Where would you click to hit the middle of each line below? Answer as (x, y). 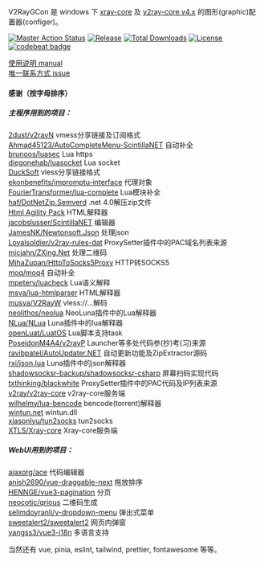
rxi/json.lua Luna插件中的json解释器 (67, 363)
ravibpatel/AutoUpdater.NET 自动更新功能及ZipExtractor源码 (108, 353)
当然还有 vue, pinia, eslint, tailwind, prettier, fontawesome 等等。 (115, 549)
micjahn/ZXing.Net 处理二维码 (58, 252)
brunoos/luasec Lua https (51, 154)
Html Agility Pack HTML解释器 (58, 212)
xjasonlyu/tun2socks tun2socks (61, 420)
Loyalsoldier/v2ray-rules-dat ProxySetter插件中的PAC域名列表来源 (118, 242)
